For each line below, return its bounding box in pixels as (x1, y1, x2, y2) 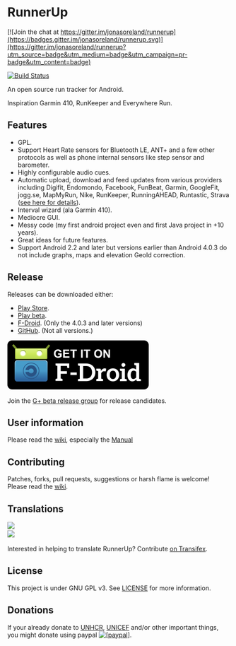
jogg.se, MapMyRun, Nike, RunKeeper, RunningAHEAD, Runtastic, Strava (17, 190, 230, 199)
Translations (7, 503, 64, 515)
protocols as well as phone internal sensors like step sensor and (17, 153, 205, 161)
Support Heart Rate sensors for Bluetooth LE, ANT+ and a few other (17, 146, 216, 154)
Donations (7, 604, 54, 616)
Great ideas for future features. (17, 235, 108, 244)
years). (17, 228, 39, 237)
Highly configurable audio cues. (17, 168, 111, 177)
